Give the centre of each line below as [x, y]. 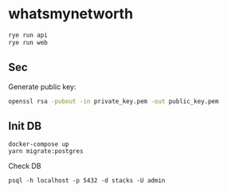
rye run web [28, 42]
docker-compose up [39, 144]
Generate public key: [43, 86]
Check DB [25, 166]
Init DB [25, 125]
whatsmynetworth [71, 14]
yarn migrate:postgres [46, 151]
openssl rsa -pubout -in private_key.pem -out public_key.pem [113, 101]
